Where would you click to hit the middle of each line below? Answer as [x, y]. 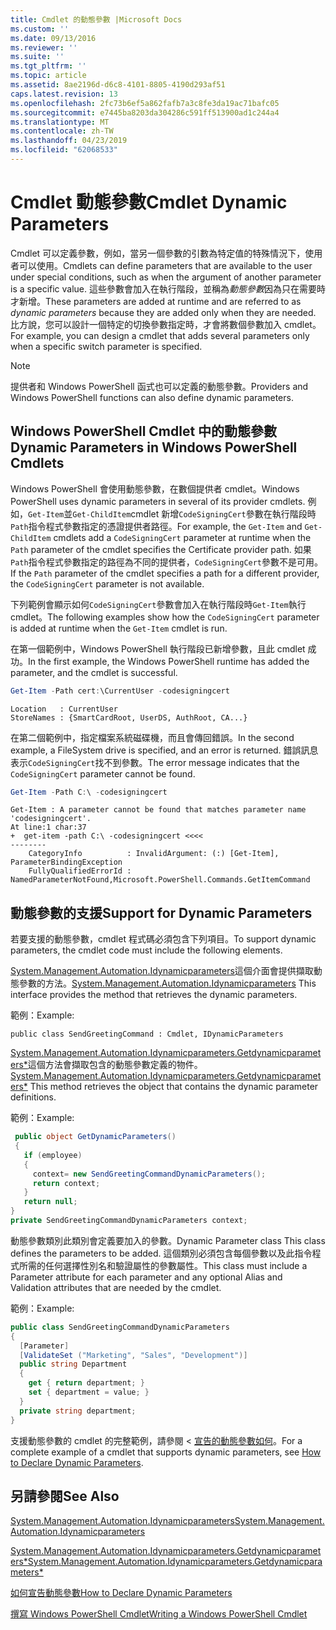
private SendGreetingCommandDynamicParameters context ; [129, 1221]
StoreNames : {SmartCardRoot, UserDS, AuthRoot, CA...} [129, 717]
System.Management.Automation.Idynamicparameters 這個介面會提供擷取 [162, 971]
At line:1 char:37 [48, 827]
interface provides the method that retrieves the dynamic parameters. [154, 995]
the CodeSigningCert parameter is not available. [107, 583]
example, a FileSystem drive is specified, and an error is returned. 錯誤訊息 [164, 750]
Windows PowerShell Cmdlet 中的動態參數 [144, 431]
